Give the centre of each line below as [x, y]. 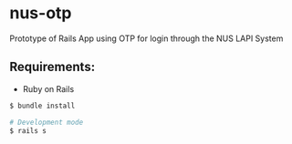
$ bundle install [42, 106]
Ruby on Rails [48, 88]
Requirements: [52, 67]
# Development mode [47, 122]
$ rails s [28, 130]
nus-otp [41, 13]
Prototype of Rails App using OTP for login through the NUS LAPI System [146, 38]
